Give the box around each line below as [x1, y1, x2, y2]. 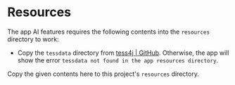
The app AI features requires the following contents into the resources [7, 27, 210, 36]
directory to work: [7, 34, 59, 43]
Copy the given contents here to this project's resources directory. [7, 70, 199, 78]
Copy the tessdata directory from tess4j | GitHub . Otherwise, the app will [17, 48, 229, 57]
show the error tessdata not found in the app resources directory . [17, 55, 219, 64]
